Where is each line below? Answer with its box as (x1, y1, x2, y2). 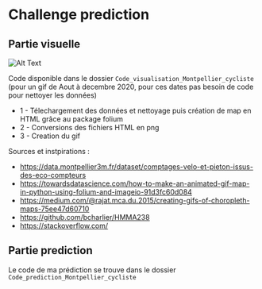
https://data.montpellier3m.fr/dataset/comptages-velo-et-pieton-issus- (19, 162, 254, 171)
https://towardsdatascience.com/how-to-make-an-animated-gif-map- (19, 179, 250, 188)
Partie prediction (8, 244, 93, 257)
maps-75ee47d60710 (19, 204, 90, 214)
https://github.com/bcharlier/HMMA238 (19, 213, 150, 222)
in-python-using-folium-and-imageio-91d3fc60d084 (19, 187, 193, 196)
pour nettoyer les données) (8, 91, 98, 100)
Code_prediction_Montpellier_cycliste (8, 273, 137, 281)
